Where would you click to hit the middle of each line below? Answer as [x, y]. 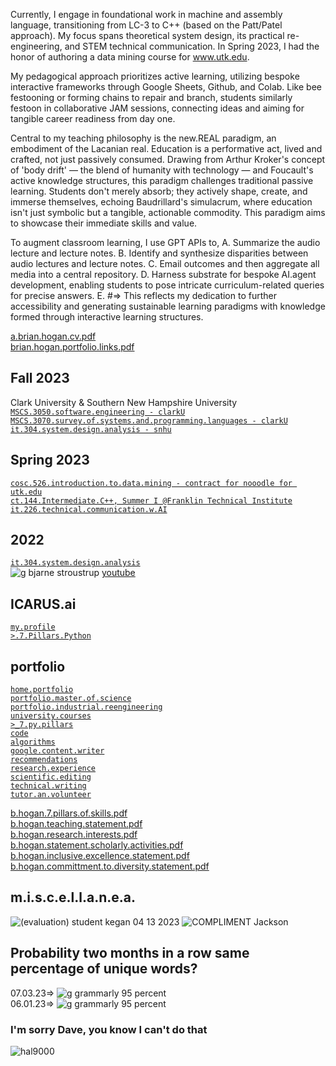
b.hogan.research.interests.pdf [74, 835]
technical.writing [48, 786]
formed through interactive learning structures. [107, 317]
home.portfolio [42, 690]
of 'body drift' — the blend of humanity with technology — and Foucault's [162, 170]
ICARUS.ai [43, 604]
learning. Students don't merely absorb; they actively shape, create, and [159, 191]
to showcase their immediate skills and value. [104, 223]
